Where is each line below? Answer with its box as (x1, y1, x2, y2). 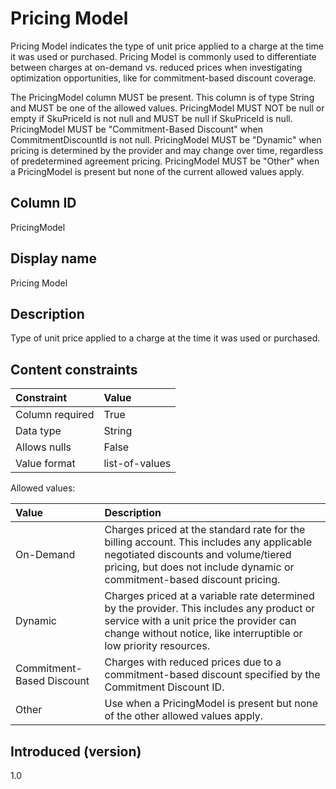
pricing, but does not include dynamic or (104, 560, 295, 574)
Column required (15, 408, 95, 422)
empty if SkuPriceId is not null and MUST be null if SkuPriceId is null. (10, 112, 293, 124)
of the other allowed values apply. (104, 709, 263, 723)
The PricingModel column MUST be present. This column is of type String (10, 91, 315, 103)
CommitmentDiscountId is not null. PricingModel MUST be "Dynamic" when (10, 133, 322, 146)
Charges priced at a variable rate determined (104, 589, 315, 603)
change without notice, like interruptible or (104, 627, 303, 641)
